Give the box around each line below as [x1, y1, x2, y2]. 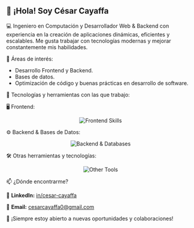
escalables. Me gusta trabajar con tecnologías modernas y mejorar [6, 37, 172, 44]
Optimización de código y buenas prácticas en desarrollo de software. [14, 79, 189, 87]
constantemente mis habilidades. [6, 43, 88, 51]
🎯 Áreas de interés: [6, 55, 53, 62]
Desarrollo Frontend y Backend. [14, 66, 93, 74]
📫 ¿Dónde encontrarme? [6, 178, 69, 185]
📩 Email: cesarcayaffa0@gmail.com [6, 203, 95, 210]
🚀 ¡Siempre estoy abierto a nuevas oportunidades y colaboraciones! [6, 215, 174, 222]
